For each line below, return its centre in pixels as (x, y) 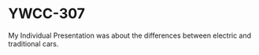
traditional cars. (33, 43)
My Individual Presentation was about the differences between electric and (130, 35)
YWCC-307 (46, 14)
